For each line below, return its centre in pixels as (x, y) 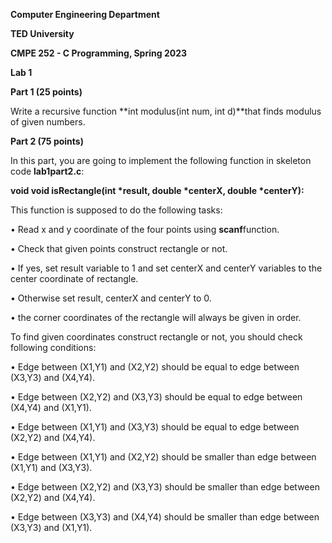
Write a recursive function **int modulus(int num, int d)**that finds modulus (166, 111)
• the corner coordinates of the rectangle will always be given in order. (156, 317)
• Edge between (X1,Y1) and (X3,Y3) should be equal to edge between (155, 427)
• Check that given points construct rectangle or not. (119, 248)
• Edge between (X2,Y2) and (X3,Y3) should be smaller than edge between (165, 487)
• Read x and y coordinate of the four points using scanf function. (145, 229)
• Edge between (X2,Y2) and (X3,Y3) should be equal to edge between (156, 397)
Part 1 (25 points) (46, 92)
